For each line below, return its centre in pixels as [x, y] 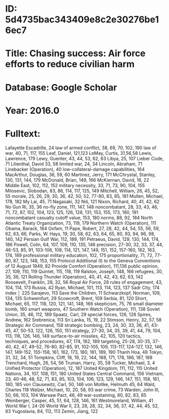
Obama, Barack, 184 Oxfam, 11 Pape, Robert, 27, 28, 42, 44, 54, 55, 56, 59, [82, 228]
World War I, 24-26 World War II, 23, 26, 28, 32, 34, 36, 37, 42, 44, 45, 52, [82, 406]
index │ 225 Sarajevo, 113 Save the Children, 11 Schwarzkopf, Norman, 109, [83, 293]
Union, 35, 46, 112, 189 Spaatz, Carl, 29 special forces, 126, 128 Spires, [79, 314]
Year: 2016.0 [32, 111]
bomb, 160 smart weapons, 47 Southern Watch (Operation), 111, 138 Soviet [82, 309]
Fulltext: [23, 133]
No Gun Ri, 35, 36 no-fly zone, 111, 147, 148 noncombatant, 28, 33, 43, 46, [82, 207]
